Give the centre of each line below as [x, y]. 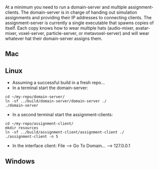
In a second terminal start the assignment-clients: [63, 115]
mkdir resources [22, 128]
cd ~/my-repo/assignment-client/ [39, 124]
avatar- [143, 28]
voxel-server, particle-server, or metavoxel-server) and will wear [84, 33]
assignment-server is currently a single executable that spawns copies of [79, 23]
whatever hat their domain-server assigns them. [54, 38]
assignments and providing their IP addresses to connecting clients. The [78, 17]
